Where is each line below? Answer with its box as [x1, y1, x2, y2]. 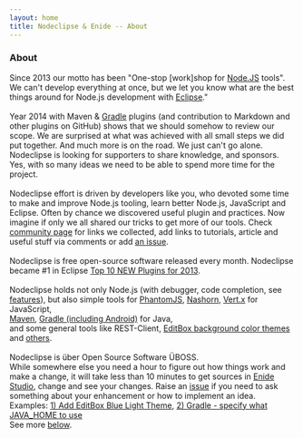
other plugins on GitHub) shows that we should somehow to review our [9, 120, 275, 131]
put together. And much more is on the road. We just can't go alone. [9, 140, 263, 151]
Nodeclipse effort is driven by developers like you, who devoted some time [9, 188, 289, 199]
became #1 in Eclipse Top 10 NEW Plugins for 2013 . [9, 265, 201, 276]
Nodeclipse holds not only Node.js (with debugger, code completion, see [9, 284, 283, 295]
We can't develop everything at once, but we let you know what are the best [9, 82, 295, 92]
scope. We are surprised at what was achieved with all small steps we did [9, 130, 285, 141]
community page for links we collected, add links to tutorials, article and [9, 226, 279, 237]
